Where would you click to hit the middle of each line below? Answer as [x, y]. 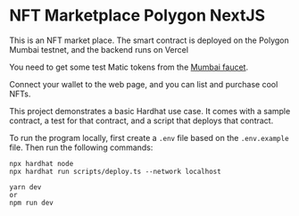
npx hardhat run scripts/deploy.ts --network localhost [115, 171]
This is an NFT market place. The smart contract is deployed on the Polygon [149, 40]
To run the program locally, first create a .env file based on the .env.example [149, 137]
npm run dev [31, 203]
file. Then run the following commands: [81, 147]
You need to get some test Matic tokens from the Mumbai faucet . [129, 67]
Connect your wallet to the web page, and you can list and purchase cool [144, 84]
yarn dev [25, 187]
